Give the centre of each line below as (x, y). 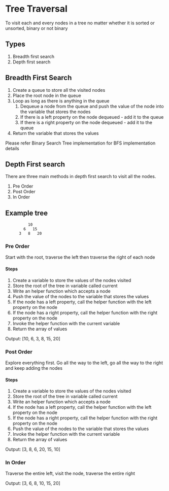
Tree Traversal (36, 9)
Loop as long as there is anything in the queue (61, 101)
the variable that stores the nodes (55, 112)
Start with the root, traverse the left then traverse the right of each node (80, 257)
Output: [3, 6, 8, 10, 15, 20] (33, 483)
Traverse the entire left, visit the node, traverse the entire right (70, 474)
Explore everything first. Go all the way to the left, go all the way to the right (84, 363)
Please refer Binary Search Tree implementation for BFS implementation (80, 143)
